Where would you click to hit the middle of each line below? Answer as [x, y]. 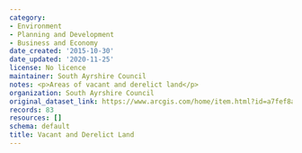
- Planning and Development [62, 34]
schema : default [40, 127]
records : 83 [31, 110]
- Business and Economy [54, 43]
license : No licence [48, 68]
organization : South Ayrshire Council [82, 93]
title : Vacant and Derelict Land [72, 135]
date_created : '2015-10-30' [62, 51]
